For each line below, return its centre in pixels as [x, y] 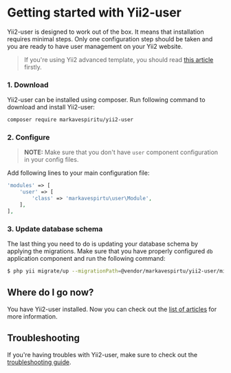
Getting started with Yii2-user [95, 13]
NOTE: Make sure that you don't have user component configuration [121, 152]
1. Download [28, 85]
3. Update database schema [55, 228]
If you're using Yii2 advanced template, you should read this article [119, 59]
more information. [32, 316]
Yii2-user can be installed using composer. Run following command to [106, 100]
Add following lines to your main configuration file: [78, 173]
